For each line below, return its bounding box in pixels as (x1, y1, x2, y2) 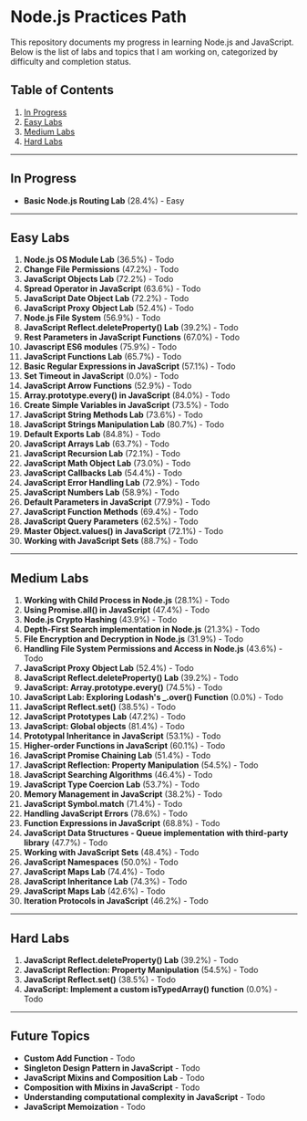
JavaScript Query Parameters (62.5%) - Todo (23, 516, 199, 527)
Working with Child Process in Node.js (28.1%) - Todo (23, 595, 230, 606)
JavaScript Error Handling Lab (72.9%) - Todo (23, 477, 200, 488)
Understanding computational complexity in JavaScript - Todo (23, 1091, 266, 1102)
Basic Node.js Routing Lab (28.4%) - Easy (23, 194, 185, 206)
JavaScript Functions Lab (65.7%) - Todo (23, 351, 182, 362)
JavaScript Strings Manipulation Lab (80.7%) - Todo (23, 419, 225, 430)
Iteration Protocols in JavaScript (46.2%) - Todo (23, 896, 209, 906)
